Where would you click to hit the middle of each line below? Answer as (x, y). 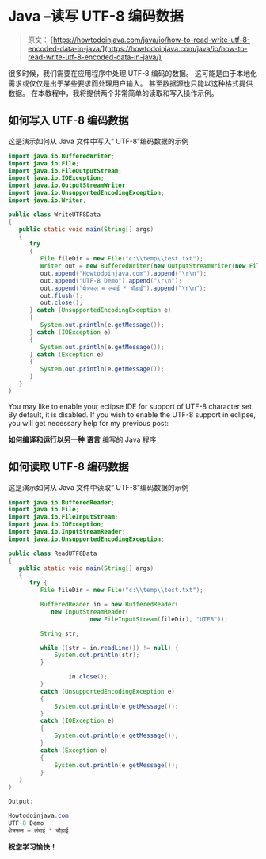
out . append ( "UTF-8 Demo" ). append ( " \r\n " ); (111, 281)
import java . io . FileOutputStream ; (65, 171)
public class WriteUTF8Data (55, 215)
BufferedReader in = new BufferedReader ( (109, 605)
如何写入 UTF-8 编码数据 (68, 121)
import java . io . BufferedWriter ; (61, 156)
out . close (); (61, 303)
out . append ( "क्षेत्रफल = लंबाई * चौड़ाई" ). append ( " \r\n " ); (123, 288)
